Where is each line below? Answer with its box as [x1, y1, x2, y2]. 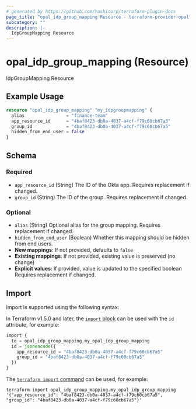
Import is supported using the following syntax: [6, 303, 120, 310]
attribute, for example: [6, 321, 60, 328]
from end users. [14, 240, 54, 247]
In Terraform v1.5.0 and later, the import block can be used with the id [6, 315, 174, 322]
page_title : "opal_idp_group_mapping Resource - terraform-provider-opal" [6, 14, 192, 20]
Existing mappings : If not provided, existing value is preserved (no [14, 252, 176, 260]
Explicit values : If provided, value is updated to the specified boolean [14, 265, 182, 272]
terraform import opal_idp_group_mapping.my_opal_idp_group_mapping [6, 387, 176, 393]
